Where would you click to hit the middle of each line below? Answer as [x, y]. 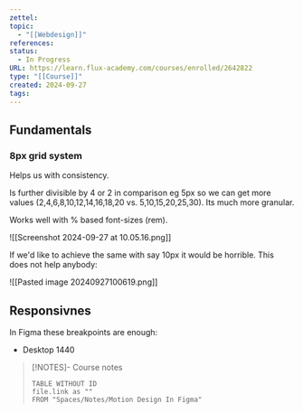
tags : [19, 93]
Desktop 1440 [48, 350]
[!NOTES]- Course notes [77, 367]
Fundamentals [51, 130]
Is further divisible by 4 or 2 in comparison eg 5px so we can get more [140, 193]
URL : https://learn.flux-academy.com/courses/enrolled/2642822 [131, 69]
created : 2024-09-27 [48, 85]
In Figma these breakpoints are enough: [84, 332]
